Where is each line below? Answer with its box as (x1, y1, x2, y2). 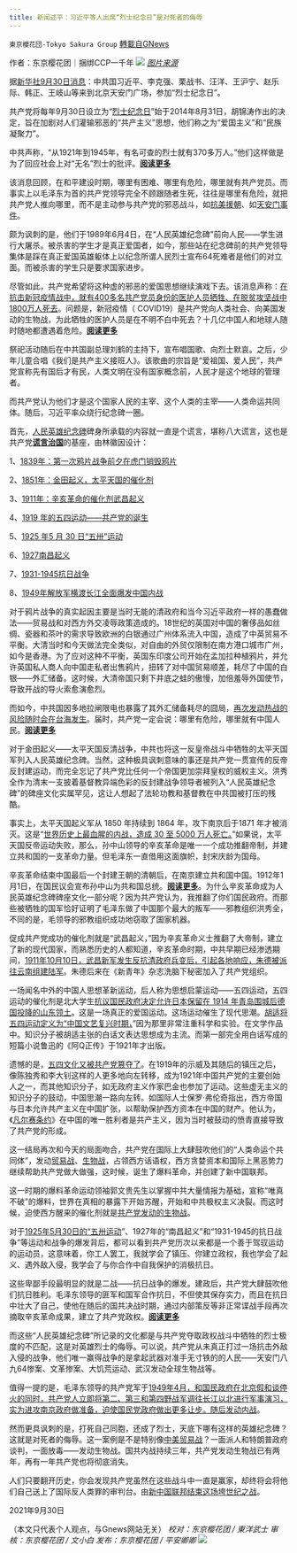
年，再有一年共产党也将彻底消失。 (9, 1456, 133, 1466)
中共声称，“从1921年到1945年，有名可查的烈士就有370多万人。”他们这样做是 (9, 147, 285, 158)
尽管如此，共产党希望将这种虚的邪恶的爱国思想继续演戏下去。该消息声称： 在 (9, 281, 288, 291)
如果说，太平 (235, 829, 283, 839)
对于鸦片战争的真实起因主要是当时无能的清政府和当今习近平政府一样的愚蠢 (9, 606, 280, 616)
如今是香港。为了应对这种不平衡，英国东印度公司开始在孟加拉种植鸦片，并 (9, 650, 280, 661)
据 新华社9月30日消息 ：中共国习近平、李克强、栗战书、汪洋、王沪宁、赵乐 (9, 76, 280, 87)
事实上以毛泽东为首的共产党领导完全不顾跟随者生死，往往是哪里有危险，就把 (9, 188, 288, 198)
